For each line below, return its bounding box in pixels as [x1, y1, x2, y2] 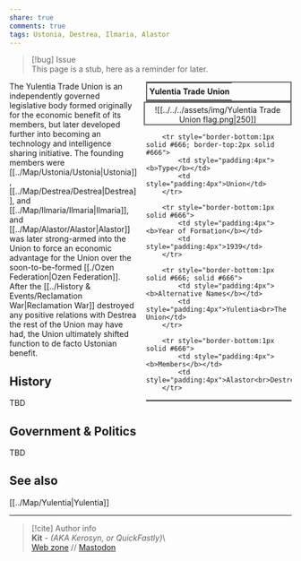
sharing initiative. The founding [9, 148, 124, 159]
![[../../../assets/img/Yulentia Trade [154, 105, 281, 116]
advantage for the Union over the [9, 253, 132, 263]
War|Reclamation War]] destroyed [9, 300, 134, 311]
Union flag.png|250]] [178, 114, 257, 125]
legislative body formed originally [9, 100, 133, 111]
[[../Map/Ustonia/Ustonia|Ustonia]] [9, 167, 137, 177]
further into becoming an [9, 129, 101, 140]
